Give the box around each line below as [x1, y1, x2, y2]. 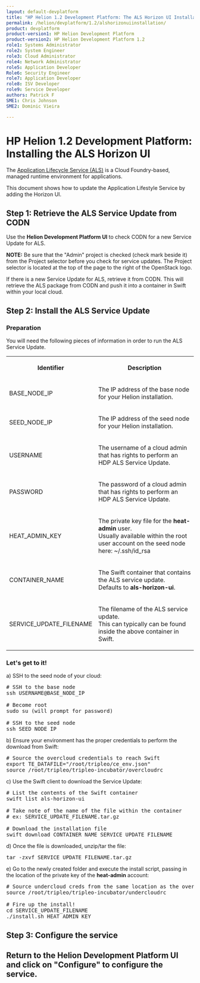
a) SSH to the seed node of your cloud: [6, 672, 102, 679]
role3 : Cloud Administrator [6, 53, 76, 59]
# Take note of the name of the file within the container [6, 807, 183, 814]
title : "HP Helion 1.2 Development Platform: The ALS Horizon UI [6, 14, 171, 20]
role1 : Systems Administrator [6, 42, 82, 48]
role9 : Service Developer [6, 87, 70, 93]
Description [127, 363, 162, 372]
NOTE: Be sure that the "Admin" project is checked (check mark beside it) [6, 252, 187, 259]
